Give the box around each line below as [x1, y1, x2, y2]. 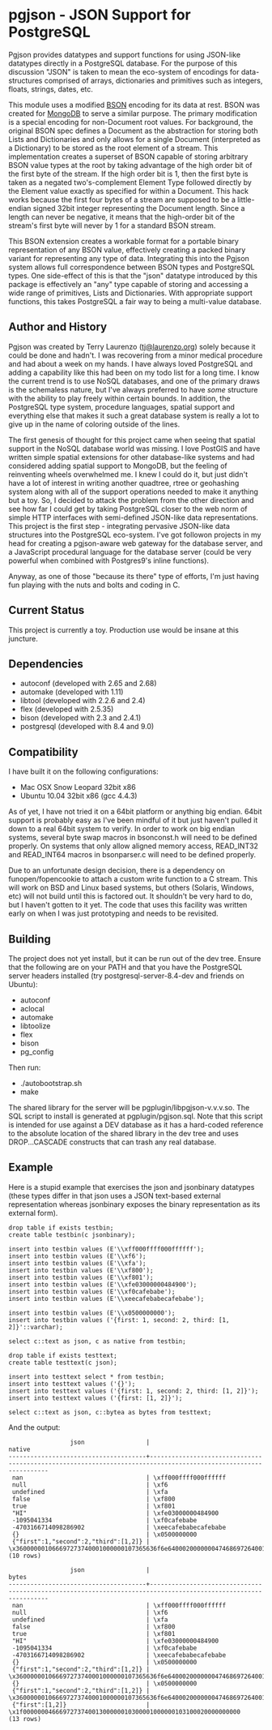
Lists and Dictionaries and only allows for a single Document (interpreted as [8, 134, 261, 144]
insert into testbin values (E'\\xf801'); [8, 1273, 154, 1281]
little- [237, 195, 255, 204]
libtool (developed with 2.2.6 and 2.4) [19, 696, 146, 706]
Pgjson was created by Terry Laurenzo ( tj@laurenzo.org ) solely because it [8, 341, 257, 351]
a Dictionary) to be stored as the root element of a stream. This [8, 143, 219, 152]
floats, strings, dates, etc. [8, 84, 93, 94]
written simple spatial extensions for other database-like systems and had [8, 452, 255, 461]
